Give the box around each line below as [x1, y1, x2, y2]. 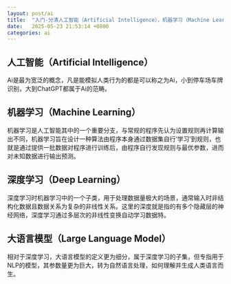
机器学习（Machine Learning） [7, 107, 141, 118]
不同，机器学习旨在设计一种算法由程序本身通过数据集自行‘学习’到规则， [12, 135, 215, 143]
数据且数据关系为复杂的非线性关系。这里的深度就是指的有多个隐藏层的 [19, 202, 218, 210]
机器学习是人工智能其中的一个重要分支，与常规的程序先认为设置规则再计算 [7, 126, 218, 134]
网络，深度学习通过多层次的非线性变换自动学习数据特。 [12, 210, 170, 219]
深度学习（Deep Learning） [7, 174, 126, 186]
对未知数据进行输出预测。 [7, 152, 80, 160]
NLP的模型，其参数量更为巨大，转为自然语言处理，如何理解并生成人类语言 [7, 261, 218, 269]
